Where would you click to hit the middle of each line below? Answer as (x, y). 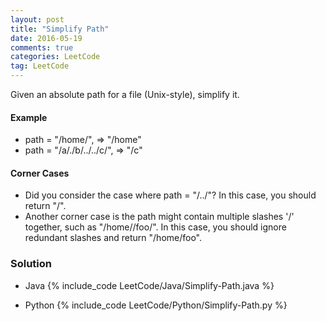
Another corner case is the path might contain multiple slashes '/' (159, 217)
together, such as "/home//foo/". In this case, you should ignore (155, 227)
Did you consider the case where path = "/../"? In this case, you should (170, 195)
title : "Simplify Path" (60, 29)
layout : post (37, 19)
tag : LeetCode (40, 66)
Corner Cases (40, 173)
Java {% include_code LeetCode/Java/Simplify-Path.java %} (149, 285)
